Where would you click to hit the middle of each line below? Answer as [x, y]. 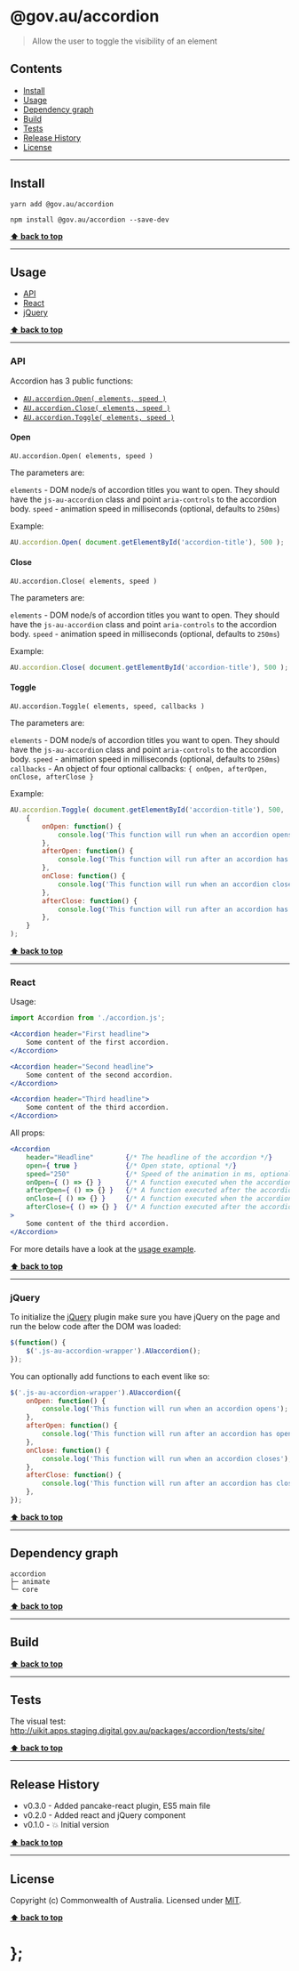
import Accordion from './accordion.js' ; [88, 1018]
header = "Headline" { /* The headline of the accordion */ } [149, 1157]
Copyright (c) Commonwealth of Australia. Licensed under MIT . [126, 1900]
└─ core [24, 1589]
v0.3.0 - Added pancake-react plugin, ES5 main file [117, 1806]
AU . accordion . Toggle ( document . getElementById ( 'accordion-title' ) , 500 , [147, 810]
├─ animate [30, 1581]
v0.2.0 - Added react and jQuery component [104, 1815]
